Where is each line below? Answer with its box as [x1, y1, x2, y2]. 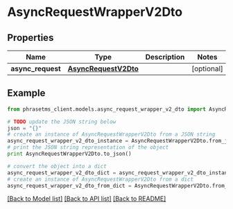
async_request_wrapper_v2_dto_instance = [7, 138, 129, 145]
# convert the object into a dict [7, 163, 107, 170]
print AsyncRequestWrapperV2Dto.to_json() [7, 150, 132, 158]
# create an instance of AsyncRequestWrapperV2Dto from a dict [7, 176, 194, 183]
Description [145, 53, 185, 62]
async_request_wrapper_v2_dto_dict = [7, 169, 116, 176]
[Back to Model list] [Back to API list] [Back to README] [7, 194, 166, 203]
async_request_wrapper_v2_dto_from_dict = [7, 182, 132, 189]
